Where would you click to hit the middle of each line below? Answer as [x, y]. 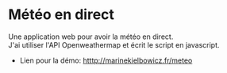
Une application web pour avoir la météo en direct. [91, 36]
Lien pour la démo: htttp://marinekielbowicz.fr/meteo [106, 60]
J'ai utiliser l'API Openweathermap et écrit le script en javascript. [114, 44]
